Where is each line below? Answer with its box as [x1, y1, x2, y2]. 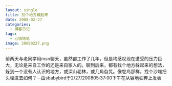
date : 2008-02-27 [5, 17, 42, 22]
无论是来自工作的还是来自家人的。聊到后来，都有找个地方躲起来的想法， [14, 62, 167, 68]
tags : [5, 31, 17, 36]
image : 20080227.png [5, 41, 50, 46]
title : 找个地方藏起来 [5, 12, 49, 17]
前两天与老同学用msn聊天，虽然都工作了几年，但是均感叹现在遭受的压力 [5, 55, 158, 61]
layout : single [5, 7, 38, 13]
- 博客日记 [10, 27, 30, 32]
